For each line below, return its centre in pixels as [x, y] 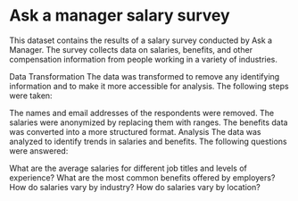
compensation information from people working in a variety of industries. [144, 59]
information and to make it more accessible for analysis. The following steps [149, 86]
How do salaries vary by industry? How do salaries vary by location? [135, 187]
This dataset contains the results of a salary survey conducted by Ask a [141, 40]
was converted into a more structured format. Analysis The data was [135, 131]
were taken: [31, 96]
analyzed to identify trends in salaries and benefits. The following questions [148, 141]
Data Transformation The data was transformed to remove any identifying [145, 76]
